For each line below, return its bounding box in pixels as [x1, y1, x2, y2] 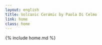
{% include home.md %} [5, 35, 56, 41]
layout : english [5, 7, 39, 12]
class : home [5, 21, 30, 26]
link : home [5, 16, 28, 21]
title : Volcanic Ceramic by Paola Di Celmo [5, 12, 97, 17]
